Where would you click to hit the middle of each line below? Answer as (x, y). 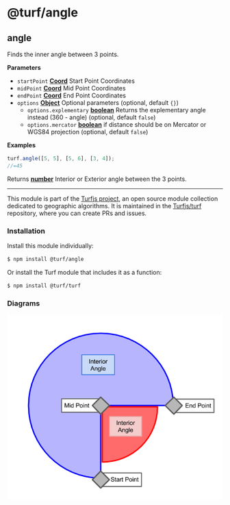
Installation (26, 231)
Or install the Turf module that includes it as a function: (85, 272)
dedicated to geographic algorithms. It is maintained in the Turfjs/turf (104, 206)
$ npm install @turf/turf (44, 286)
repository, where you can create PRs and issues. (77, 213)
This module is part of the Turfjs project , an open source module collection (113, 198)
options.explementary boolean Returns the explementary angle (117, 110)
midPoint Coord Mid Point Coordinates (71, 88)
